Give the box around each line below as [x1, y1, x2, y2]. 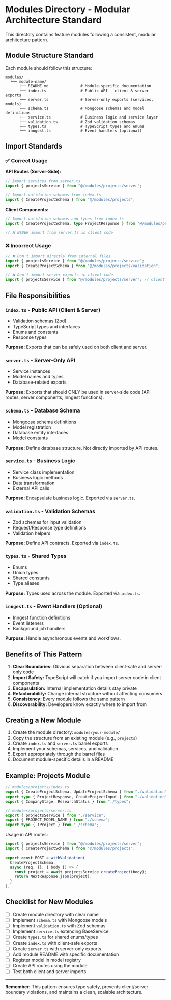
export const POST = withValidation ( [5, 855, 85, 860]
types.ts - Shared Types [5, 553, 67, 560]
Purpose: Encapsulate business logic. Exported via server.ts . [5, 495, 136, 501]
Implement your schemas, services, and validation [12, 746, 118, 752]
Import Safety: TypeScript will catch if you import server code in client [12, 674, 161, 680]
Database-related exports [12, 379, 67, 385]
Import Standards [5, 142, 63, 151]
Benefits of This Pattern [5, 650, 82, 659]
